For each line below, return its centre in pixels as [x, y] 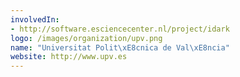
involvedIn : [35, 19]
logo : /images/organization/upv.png [86, 38]
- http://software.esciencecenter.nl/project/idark [120, 29]
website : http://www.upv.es [69, 57]
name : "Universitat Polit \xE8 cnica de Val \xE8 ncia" [120, 47]
